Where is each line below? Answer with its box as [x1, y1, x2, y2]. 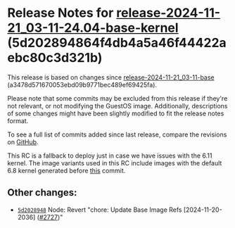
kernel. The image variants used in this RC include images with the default [7, 158, 222, 167]
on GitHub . [7, 137, 39, 146]
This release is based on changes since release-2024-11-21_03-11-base [7, 72, 215, 82]
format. [7, 116, 29, 125]
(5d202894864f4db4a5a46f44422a [7, 35, 227, 51]
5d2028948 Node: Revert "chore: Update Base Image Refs [17, 205, 182, 214]
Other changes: [7, 186, 77, 198]
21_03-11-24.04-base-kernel [7, 20, 179, 36]
